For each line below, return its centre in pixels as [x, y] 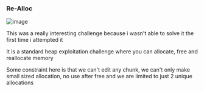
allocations [20, 83]
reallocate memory [30, 58]
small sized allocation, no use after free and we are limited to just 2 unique [100, 76]
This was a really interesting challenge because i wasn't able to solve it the [100, 33]
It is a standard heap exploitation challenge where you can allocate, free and [102, 52]
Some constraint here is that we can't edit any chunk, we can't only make [98, 70]
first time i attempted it [35, 40]
